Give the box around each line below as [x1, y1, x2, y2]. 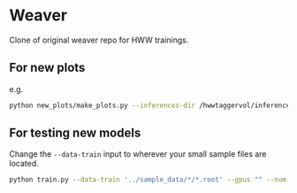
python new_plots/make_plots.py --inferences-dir [9, 101, 196, 110]
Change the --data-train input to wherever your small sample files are [9, 149, 267, 159]
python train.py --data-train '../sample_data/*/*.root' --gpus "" [9, 175, 263, 184]
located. [9, 158, 39, 169]
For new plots [9, 60, 86, 75]
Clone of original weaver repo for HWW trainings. [9, 35, 189, 45]
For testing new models [9, 126, 141, 141]
